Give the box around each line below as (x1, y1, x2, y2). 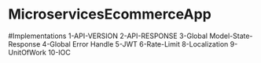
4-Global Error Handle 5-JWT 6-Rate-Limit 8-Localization (42, 39, 229, 48)
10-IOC (48, 47, 71, 57)
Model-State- (209, 31, 253, 40)
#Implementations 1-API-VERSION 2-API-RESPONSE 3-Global (8, 31, 208, 40)
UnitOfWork (8, 47, 47, 57)
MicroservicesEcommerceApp (8, 5, 212, 23)
